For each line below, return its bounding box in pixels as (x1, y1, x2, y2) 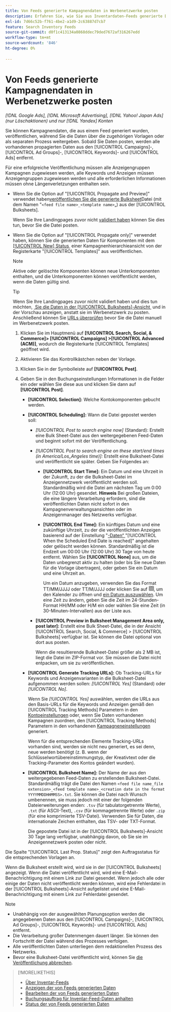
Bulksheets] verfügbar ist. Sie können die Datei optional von (35, 634, 161, 640)
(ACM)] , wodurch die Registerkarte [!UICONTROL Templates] (20, 341, 149, 347)
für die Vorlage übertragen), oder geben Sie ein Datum (43, 565, 158, 571)
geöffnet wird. (20, 346, 50, 352)
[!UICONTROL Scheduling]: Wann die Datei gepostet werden (27, 411, 157, 417)
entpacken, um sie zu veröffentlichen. (35, 660, 115, 666)
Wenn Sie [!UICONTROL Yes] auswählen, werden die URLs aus (27, 695, 160, 702)
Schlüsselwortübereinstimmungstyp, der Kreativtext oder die (27, 754, 156, 761)
